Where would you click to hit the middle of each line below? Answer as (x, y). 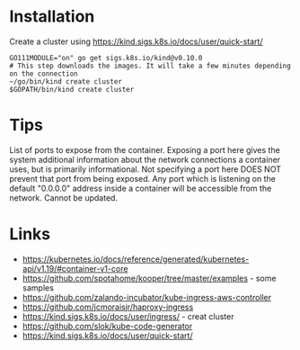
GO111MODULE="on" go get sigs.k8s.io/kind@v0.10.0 (106, 58)
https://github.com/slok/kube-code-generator (107, 326)
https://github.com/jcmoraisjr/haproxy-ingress (108, 307)
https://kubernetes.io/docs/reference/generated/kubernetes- (136, 259)
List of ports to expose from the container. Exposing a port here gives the (145, 149)
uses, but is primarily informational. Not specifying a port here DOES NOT (145, 169)
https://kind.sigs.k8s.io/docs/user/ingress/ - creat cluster (128, 316)
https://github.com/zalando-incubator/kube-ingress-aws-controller (147, 297)
